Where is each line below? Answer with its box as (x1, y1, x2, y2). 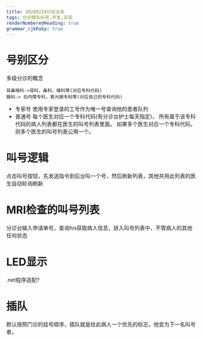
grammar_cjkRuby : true (6, 25, 63, 32)
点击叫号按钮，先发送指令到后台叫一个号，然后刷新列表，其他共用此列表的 (6, 172, 191, 180)
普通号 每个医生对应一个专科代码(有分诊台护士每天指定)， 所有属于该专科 (14, 113, 196, 120)
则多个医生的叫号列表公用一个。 (14, 128, 94, 136)
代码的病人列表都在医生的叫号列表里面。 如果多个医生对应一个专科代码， (14, 120, 196, 128)
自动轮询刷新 (11, 180, 43, 187)
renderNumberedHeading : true (6, 20, 79, 26)
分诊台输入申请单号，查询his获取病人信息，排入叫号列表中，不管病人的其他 (6, 224, 193, 232)
